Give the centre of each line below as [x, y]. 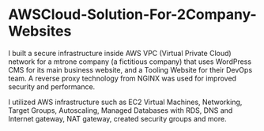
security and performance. [52, 86]
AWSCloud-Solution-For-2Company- [132, 15]
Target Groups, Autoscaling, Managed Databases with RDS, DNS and [121, 110]
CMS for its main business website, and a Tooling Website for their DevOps [130, 69]
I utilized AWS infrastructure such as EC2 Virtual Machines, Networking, [125, 102]
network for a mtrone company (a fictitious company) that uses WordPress [130, 62]
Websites [40, 31]
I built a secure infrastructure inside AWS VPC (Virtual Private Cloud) [120, 53]
